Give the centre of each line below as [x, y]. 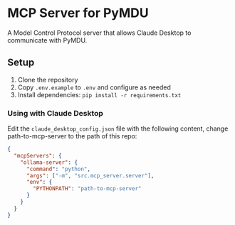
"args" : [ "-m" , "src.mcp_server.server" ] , [90, 175]
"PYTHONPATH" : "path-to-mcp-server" [87, 189]
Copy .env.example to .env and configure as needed [94, 87]
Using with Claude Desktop [55, 113]
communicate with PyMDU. [47, 40]
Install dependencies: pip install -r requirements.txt [99, 94]
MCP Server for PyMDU [78, 13]
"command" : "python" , [58, 169]
